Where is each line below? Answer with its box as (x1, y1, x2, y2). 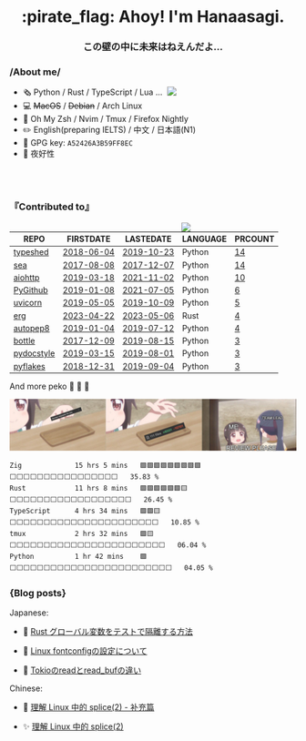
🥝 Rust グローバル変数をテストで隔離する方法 (22, 626, 193, 637)
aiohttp (13, 271, 40, 283)
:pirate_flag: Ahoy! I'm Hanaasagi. (21, 6, 285, 27)
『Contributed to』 (9, 200, 95, 213)
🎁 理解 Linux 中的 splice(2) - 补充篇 (22, 702, 155, 713)
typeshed (13, 247, 49, 258)
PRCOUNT (234, 234, 275, 245)
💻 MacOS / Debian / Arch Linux (22, 100, 143, 111)
